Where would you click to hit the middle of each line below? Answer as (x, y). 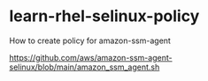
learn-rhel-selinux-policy (104, 16)
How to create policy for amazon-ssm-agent (90, 40)
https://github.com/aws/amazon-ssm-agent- (91, 57)
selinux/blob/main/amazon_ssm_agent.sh (85, 67)
